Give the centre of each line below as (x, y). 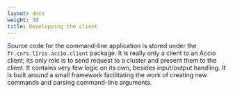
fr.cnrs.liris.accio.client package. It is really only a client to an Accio (112, 53)
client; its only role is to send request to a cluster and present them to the (112, 61)
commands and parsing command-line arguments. (80, 83)
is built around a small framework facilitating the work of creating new (107, 75)
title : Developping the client (53, 26)
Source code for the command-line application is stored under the (102, 46)
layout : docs (26, 13)
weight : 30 (23, 20)
